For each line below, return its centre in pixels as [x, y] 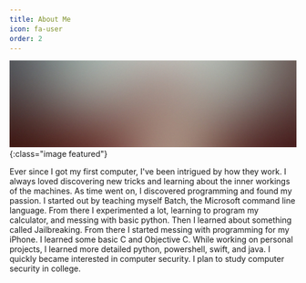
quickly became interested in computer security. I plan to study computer [147, 258]
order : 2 [26, 38]
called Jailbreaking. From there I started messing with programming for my [149, 229]
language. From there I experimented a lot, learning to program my [134, 210]
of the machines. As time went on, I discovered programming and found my [151, 191]
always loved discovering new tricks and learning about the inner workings [150, 181]
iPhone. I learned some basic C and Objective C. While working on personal [151, 239]
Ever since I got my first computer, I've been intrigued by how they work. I [148, 171]
